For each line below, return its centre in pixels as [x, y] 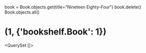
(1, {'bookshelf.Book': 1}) [56, 32]
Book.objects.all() [22, 12]
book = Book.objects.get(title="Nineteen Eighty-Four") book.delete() [73, 7]
